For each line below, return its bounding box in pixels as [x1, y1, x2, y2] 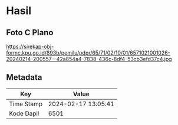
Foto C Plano [6, 28, 54, 38]
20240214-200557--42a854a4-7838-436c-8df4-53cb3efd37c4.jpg [6, 56, 172, 62]
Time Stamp [9, 100, 43, 108]
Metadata [6, 72, 42, 83]
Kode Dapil [9, 109, 39, 117]
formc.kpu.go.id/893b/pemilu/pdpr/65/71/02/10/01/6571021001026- [6, 49, 171, 56]
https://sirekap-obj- [6, 43, 54, 50]
